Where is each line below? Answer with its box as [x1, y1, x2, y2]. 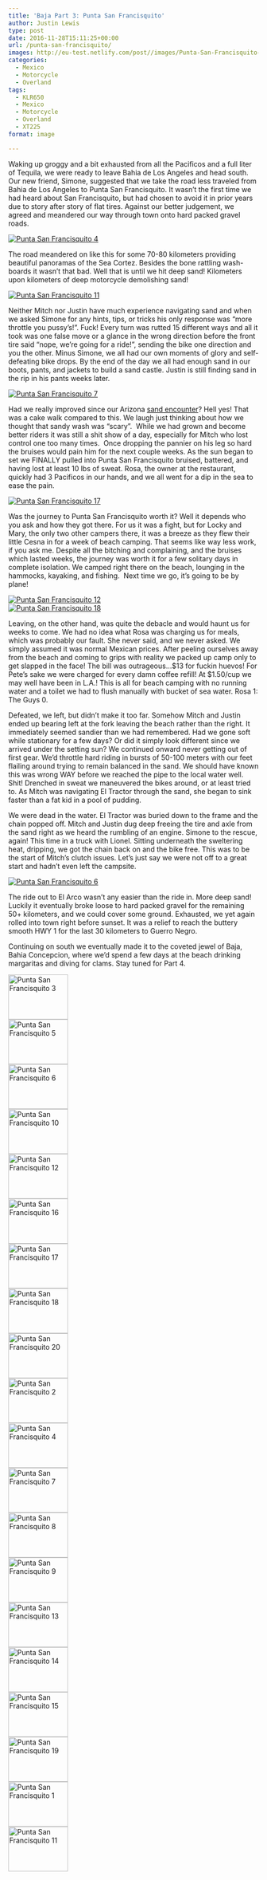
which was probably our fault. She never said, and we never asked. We [8, 635, 241, 645]
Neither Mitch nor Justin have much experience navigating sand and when [8, 305, 252, 315]
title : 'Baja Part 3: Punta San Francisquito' [8, 11, 165, 20]
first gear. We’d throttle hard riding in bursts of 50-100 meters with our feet [8, 753, 253, 762]
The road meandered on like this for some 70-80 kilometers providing [8, 249, 237, 259]
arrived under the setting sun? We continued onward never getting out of [8, 744, 248, 753]
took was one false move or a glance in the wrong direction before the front [8, 331, 256, 340]
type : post [8, 26, 44, 34]
